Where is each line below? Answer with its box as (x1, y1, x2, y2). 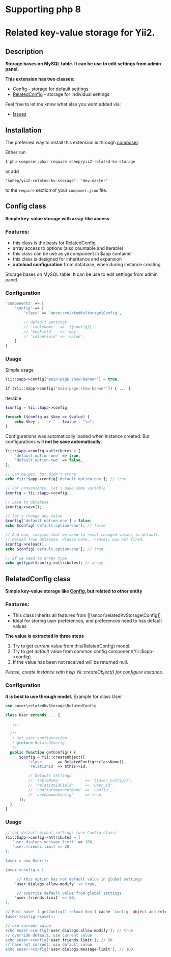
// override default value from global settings (16, 891, 122, 896)
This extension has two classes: (5, 76, 75, 82)
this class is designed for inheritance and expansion (12, 256, 122, 262)
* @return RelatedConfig (12, 740, 65, 745)
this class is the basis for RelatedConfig (12, 240, 96, 246)
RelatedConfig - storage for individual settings (12, 91, 110, 97)
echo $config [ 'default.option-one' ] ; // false (5, 523, 106, 528)
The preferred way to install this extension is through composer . (5, 139, 139, 145)
